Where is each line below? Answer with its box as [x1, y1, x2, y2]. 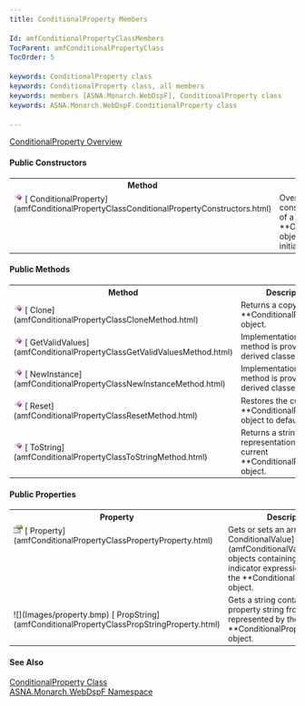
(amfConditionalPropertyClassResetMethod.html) [13, 410, 198, 421]
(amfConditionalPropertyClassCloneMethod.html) [13, 314, 199, 326]
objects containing [228, 554, 298, 564]
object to [240, 414, 274, 426]
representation [240, 436, 296, 447]
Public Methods [9, 264, 71, 275]
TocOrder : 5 [9, 53, 54, 63]
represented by [228, 613, 286, 625]
